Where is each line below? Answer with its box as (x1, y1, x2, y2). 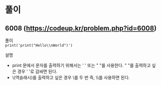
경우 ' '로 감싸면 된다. (17, 68, 57, 74)
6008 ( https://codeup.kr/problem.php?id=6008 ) (5, 24, 157, 32)
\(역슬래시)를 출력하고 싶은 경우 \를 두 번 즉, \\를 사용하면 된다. (12, 75, 130, 80)
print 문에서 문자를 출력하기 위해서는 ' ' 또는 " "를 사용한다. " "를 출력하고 (12, 63, 151, 68)
